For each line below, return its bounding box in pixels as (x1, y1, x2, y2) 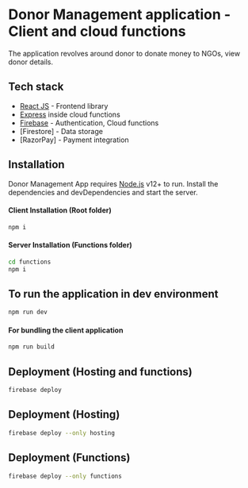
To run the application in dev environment (8, 287, 219, 301)
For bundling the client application (8, 325, 124, 335)
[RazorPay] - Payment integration (19, 135, 129, 144)
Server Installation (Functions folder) (8, 240, 132, 250)
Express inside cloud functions (19, 110, 120, 119)
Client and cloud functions (8, 22, 186, 40)
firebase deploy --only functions (8, 472, 123, 480)
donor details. (8, 57, 54, 67)
